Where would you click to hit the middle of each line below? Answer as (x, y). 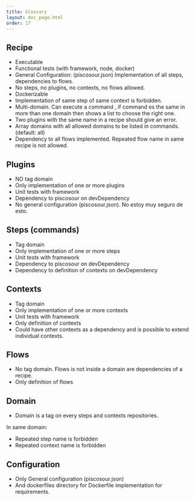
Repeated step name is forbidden (56, 439)
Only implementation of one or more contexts (71, 310)
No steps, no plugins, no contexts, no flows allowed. (80, 88)
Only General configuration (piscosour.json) (69, 479)
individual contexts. (39, 336)
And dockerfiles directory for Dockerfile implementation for (88, 485)
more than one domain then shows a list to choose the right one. (95, 113)
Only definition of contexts (48, 323)
